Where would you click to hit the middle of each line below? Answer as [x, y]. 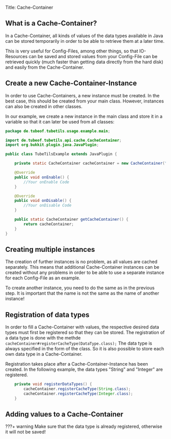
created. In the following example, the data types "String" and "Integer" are [84, 370]
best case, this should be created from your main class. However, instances [85, 101]
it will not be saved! [25, 432]
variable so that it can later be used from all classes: [60, 121]
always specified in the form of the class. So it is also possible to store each [85, 349]
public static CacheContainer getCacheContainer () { [72, 219]
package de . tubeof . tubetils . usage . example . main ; [58, 131]
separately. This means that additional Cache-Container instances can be [82, 267]
